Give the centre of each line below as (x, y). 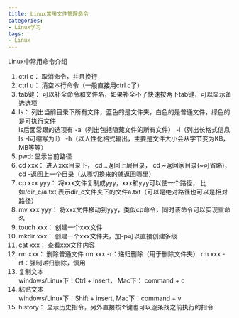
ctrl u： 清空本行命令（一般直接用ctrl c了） (81, 85)
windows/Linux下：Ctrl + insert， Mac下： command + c (101, 280)
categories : (26, 21)
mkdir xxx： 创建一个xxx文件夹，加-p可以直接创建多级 (98, 236)
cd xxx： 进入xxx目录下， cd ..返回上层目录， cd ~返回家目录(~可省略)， (124, 165)
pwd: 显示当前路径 (45, 156)
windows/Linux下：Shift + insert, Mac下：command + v (100, 298)
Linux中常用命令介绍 (38, 62)
